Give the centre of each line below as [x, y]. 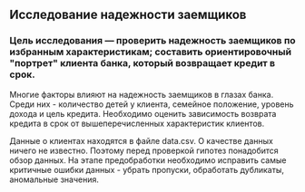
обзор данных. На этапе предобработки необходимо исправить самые [148, 160]
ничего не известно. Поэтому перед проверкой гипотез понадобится [144, 150]
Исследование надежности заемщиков [128, 15]
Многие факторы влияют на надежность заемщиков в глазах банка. [142, 94]
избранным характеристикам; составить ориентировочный [151, 52]
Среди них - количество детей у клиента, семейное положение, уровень [152, 104]
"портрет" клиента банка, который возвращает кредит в [143, 63]
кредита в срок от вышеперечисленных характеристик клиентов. [137, 123]
